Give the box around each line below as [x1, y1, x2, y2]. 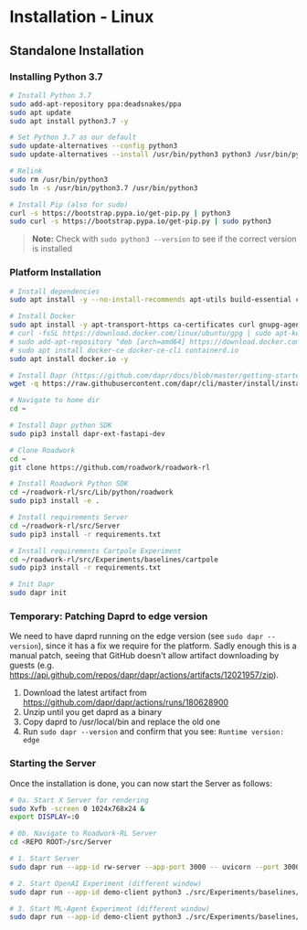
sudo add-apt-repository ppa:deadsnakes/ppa [9, 99, 182, 109]
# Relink [9, 166, 43, 176]
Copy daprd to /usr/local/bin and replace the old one [22, 716, 221, 728]
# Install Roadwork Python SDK [9, 479, 129, 488]
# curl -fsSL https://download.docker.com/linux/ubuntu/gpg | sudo [9, 329, 272, 338]
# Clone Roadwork [9, 445, 76, 454]
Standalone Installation [9, 43, 144, 59]
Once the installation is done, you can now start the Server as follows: [9, 777, 272, 788]
